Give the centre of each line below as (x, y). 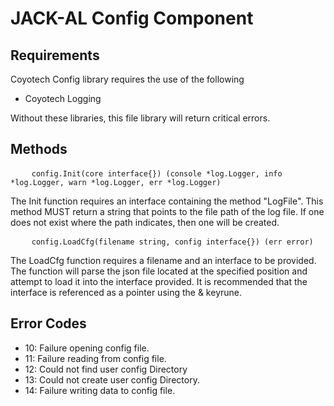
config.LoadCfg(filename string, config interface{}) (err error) (172, 242)
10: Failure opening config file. (87, 348)
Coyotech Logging (63, 98)
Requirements (55, 55)
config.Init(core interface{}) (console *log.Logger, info (157, 173)
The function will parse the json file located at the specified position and (159, 271)
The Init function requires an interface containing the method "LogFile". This (167, 201)
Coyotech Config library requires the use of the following (127, 79)
